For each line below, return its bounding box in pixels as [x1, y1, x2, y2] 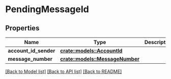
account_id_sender [8, 47, 55, 54]
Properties [5, 24, 40, 32]
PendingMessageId [5, 4, 89, 15]
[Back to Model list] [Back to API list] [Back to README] [5, 68, 122, 74]
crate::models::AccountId [60, 47, 123, 54]
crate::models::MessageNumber [60, 56, 140, 62]
